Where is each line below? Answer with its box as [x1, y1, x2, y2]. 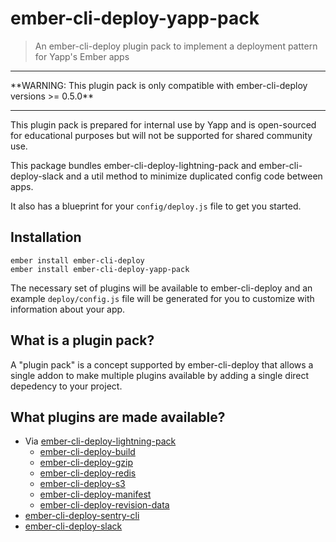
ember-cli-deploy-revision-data [39, 499, 170, 511]
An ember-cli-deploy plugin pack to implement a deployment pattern [34, 40, 318, 52]
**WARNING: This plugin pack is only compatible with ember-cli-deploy [10, 79, 308, 91]
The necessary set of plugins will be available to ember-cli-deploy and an [10, 282, 313, 294]
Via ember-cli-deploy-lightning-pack [24, 435, 177, 447]
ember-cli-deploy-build [39, 446, 136, 458]
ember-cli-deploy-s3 [39, 478, 126, 490]
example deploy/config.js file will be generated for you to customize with [10, 292, 315, 304]
